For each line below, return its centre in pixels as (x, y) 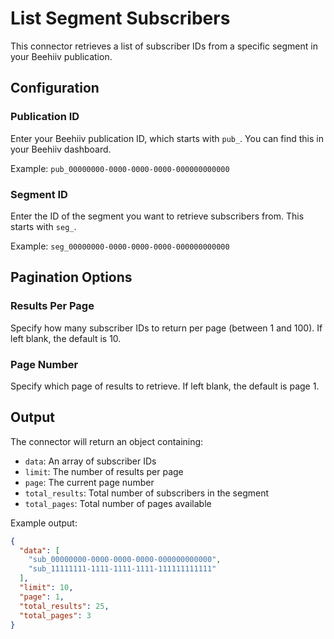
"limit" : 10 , (46, 588)
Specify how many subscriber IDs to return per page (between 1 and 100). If (166, 328)
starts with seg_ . (43, 226)
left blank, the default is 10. (66, 338)
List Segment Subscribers (120, 18)
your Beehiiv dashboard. (61, 149)
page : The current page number (89, 482)
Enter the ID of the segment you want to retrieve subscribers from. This (157, 216)
